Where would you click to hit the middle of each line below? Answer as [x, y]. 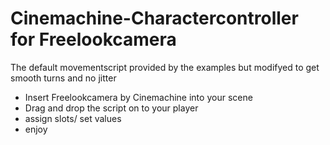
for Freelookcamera [93, 39]
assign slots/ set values [73, 118]
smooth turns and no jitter [63, 78]
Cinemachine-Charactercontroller [154, 18]
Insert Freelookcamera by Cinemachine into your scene [138, 97]
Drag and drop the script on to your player [111, 108]
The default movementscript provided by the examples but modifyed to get [165, 67]
